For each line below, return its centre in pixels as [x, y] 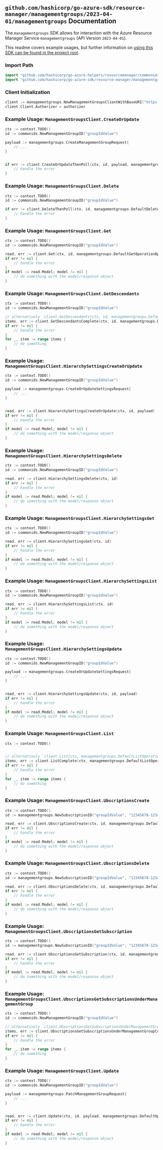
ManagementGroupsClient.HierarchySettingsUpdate [64, 649]
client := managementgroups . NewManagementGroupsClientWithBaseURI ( [75, 102]
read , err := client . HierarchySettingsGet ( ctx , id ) [58, 542]
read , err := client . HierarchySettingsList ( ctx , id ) [59, 604]
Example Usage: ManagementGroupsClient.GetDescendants [72, 293]
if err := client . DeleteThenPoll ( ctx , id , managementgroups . [68, 209]
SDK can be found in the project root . [42, 52]
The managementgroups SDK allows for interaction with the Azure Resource [78, 33]
